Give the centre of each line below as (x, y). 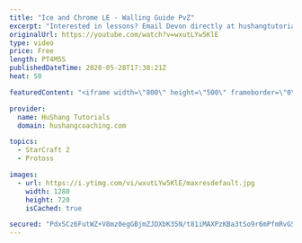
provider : (28, 109)
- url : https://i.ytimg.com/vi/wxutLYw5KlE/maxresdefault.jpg (136, 183)
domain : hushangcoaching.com (72, 126)
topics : (24, 142)
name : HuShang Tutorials (64, 117)
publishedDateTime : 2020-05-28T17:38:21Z (88, 68)
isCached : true (54, 208)
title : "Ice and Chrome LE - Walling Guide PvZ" (102, 18)
